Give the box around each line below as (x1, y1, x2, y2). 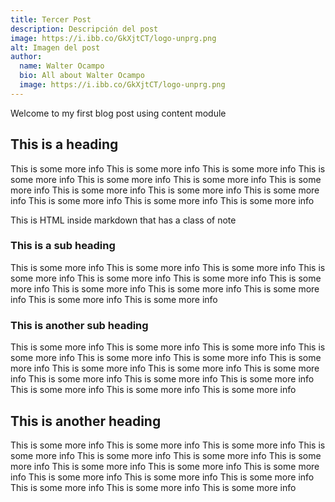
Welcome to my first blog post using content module (10, 107, 227, 119)
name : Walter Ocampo (19, 61, 105, 71)
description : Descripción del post (10, 24, 159, 34)
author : (10, 52, 43, 62)
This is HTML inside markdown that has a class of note (10, 214, 237, 226)
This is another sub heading (10, 318, 149, 332)
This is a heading (10, 136, 119, 153)
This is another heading (10, 412, 162, 430)
